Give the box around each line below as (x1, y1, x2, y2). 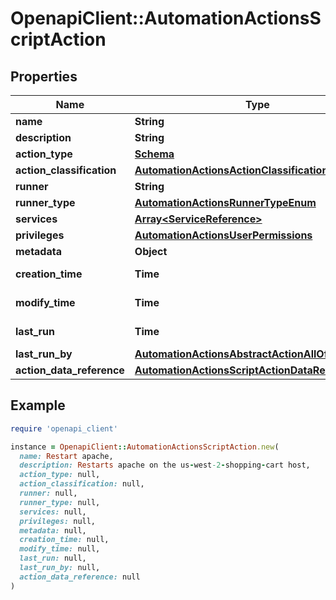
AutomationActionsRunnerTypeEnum (134, 196, 317, 209)
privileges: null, (19, 516, 97, 526)
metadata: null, (19, 525, 87, 536)
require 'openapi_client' (10, 423, 118, 434)
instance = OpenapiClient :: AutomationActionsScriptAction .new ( (10, 442, 280, 452)
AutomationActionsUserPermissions (134, 228, 313, 242)
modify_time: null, (19, 544, 101, 554)
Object (134, 245, 168, 258)
